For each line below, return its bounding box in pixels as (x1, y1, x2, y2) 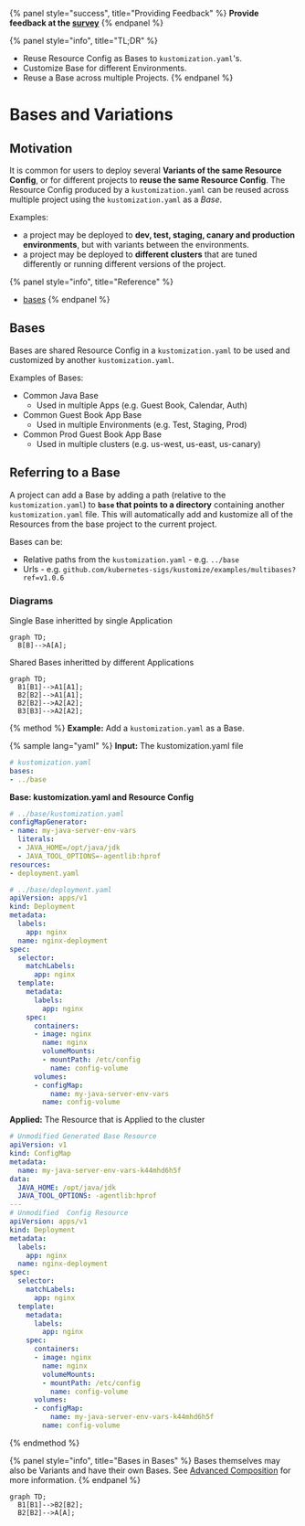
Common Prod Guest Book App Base (22, 429, 163, 440)
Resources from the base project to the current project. (9, 518, 217, 529)
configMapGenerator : (9, 817, 89, 827)
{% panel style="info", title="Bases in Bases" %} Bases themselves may (9, 1455, 280, 1466)
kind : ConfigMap (9, 1149, 71, 1158)
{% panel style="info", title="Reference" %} (9, 276, 174, 287)
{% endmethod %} (9, 1437, 80, 1448)
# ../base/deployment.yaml (9, 885, 112, 894)
